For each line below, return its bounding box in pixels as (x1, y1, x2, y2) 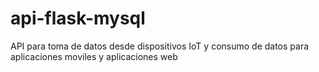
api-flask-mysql (10, 7, 146, 30)
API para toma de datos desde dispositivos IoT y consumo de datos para (10, 40, 310, 52)
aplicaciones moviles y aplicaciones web (10, 50, 178, 62)
